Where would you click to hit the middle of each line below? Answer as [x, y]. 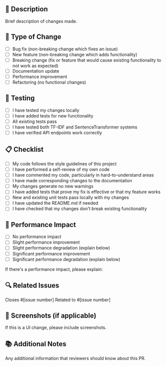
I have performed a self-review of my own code [61, 169]
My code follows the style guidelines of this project [64, 164]
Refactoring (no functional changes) [49, 82]
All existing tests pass [34, 121]
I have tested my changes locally [46, 110]
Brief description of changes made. [41, 21]
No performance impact [37, 237]
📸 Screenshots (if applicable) [51, 315]
